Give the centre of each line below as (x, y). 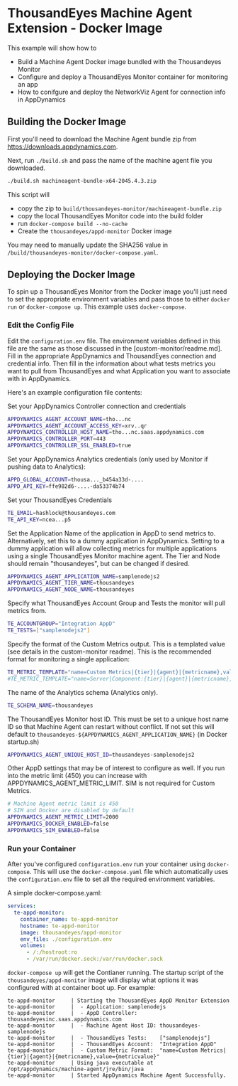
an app (28, 84)
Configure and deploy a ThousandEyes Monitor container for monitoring (123, 77)
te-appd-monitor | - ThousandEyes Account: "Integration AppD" (112, 1044)
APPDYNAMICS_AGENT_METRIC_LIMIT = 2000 (63, 817)
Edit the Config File (41, 325)
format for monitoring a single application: (68, 659)
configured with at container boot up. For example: (81, 988)
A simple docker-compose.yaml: (55, 893)
